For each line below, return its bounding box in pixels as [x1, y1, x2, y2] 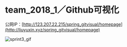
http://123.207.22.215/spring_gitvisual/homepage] [23, 21, 123, 27]
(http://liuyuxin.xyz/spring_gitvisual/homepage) [5, 27, 100, 32]
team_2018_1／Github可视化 [5, 4, 119, 16]
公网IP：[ [5, 21, 23, 27]
